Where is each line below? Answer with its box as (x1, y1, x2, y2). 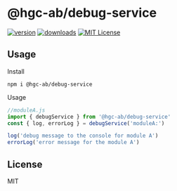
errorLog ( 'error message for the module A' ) (7, 139, 140, 146)
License (7, 158, 43, 170)
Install (7, 67, 25, 75)
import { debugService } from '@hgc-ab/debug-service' (7, 113, 171, 120)
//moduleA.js (7, 107, 46, 114)
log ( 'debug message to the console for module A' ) (7, 132, 159, 140)
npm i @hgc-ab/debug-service (7, 81, 93, 88)
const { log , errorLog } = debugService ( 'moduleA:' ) (7, 119, 165, 127)
